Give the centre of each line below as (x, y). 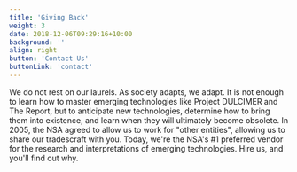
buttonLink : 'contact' (51, 67)
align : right (33, 51)
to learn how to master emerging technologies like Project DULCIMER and (144, 101)
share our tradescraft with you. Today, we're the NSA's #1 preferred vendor (146, 139)
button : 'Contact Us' (49, 59)
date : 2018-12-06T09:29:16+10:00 (71, 34)
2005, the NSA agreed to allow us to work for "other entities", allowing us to (148, 129)
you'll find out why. (44, 158)
